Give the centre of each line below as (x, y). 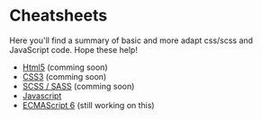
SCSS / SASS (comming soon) (78, 86)
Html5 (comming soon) (65, 67)
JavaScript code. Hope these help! (73, 49)
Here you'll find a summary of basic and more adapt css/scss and (131, 40)
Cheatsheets (59, 16)
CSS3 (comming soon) (64, 76)
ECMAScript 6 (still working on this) (88, 105)
